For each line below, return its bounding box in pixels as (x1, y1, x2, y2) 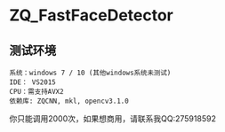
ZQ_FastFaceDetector (9, 5, 173, 26)
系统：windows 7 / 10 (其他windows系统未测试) (9, 68, 172, 77)
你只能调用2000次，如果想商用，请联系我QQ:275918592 (9, 113, 216, 124)
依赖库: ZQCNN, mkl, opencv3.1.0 (9, 97, 129, 105)
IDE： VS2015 (9, 78, 56, 87)
